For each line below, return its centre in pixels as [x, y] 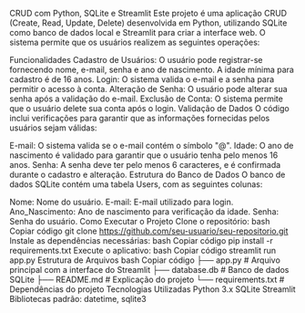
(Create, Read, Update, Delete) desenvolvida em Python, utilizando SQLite [148, 23]
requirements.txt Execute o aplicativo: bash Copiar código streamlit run [143, 250]
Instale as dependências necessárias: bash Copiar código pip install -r [141, 240]
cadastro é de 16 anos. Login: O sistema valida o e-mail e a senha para [142, 79]
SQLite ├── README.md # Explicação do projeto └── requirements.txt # [147, 279]
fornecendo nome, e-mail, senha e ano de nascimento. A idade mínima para [152, 69]
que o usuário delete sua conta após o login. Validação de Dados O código [149, 108]
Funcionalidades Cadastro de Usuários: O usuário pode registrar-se [136, 60]
